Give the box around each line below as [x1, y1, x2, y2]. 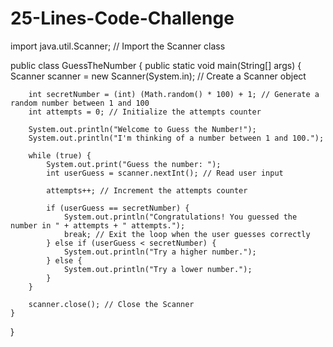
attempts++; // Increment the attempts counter [46, 185, 248, 196]
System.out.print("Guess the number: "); [46, 159, 222, 169]
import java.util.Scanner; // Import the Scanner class [10, 40, 226, 52]
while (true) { [28, 150, 92, 161]
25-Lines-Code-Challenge [10, 7, 235, 30]
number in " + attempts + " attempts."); [10, 220, 186, 231]
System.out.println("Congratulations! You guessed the [63, 212, 298, 222]
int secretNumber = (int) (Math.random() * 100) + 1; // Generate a [28, 89, 320, 99]
